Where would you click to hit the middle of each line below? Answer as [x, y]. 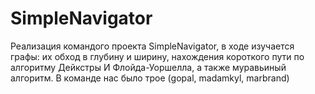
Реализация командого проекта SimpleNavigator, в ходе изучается [152, 46]
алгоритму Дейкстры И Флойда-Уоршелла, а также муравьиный [148, 67]
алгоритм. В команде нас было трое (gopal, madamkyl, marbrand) [150, 78]
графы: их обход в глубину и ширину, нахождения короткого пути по [157, 56]
